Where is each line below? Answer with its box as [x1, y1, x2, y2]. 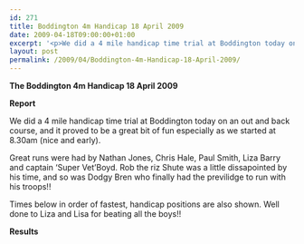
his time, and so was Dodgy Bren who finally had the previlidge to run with [9, 171, 287, 182]
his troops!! [9, 181, 52, 191]
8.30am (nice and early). [9, 135, 101, 145]
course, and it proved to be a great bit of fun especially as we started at [9, 125, 276, 136]
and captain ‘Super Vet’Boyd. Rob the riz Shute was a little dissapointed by [9, 162, 288, 172]
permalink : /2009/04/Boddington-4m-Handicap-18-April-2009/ [9, 55, 242, 64]
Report [9, 98, 36, 109]
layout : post [9, 47, 59, 56]
